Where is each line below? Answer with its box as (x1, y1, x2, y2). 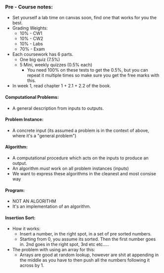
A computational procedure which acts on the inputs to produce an (12, 155, 149, 161)
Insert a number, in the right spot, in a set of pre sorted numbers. (19, 231, 152, 237)
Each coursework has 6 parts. (12, 51, 74, 57)
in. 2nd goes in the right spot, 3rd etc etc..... (19, 241, 110, 247)
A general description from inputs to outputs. (12, 105, 104, 111)
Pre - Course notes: (5, 3, 53, 10)
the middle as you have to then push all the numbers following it (19, 257, 150, 263)
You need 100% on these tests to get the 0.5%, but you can (27, 67, 148, 73)
